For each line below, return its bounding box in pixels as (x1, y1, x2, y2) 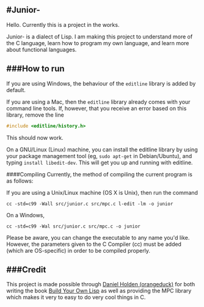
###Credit (6, 264, 46, 275)
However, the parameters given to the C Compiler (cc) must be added (6, 240, 182, 248)
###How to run (6, 63, 65, 74)
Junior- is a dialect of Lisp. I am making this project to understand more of (6, 33, 193, 40)
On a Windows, (6, 211, 45, 219)
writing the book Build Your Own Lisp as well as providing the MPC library (6, 287, 192, 295)
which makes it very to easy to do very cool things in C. (6, 294, 146, 301)
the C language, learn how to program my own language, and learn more (6, 39, 189, 46)
